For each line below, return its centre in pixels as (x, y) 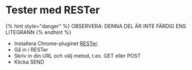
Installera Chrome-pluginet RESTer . (56, 43)
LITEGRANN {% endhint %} (39, 32)
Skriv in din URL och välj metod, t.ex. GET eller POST (77, 56)
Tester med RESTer (53, 10)
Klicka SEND (29, 62)
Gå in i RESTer (31, 49)
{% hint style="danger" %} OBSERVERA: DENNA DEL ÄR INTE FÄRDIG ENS (96, 26)
